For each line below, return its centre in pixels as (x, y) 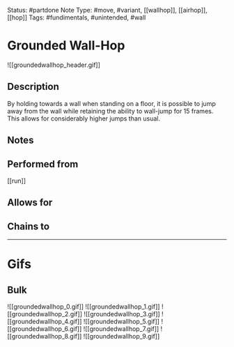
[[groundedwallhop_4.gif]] (45, 322)
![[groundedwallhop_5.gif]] (122, 322)
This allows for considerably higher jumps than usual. (84, 118)
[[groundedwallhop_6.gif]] (45, 329)
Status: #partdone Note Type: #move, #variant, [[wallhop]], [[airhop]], (107, 10)
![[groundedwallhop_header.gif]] (54, 65)
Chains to (29, 226)
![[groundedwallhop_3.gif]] (122, 314)
